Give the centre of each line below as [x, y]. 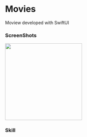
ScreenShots [21, 35]
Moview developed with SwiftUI [37, 23]
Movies [20, 9]
